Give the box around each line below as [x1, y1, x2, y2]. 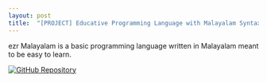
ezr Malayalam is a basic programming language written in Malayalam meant [8, 41, 259, 50]
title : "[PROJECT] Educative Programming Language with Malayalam [8, 19, 237, 27]
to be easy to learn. [8, 49, 72, 59]
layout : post [8, 11, 52, 20]
